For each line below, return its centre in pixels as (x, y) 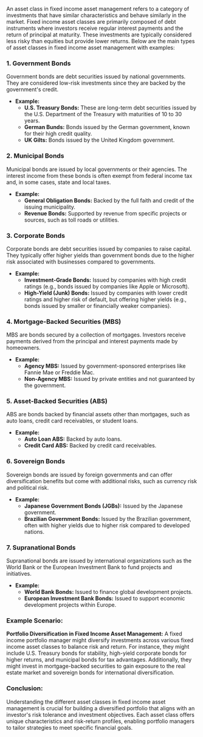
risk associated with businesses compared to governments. (81, 262)
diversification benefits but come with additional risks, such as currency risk (102, 481)
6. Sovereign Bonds (36, 461)
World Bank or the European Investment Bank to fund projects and (89, 567)
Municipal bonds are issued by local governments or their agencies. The (97, 169)
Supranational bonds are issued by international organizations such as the (99, 561)
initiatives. (19, 574)
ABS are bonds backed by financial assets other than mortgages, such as (98, 414)
